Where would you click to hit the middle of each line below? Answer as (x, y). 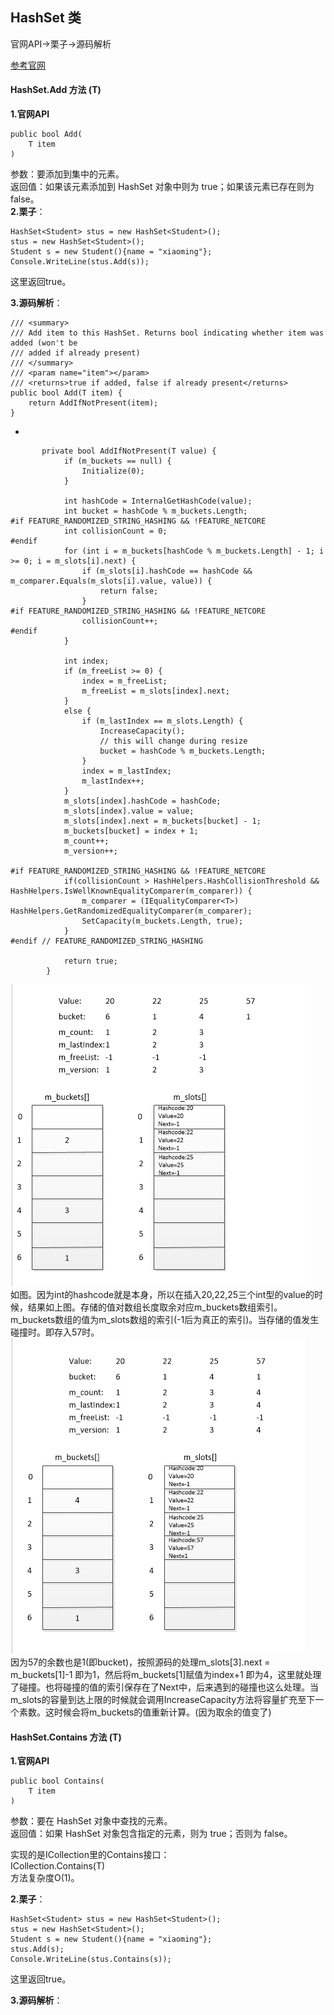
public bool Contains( (57, 1781)
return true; (90, 961)
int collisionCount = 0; (115, 531)
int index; (86, 661)
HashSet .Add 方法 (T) (56, 90)
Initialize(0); (113, 471)
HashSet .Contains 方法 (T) (66, 1737)
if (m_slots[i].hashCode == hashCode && (167, 571)
